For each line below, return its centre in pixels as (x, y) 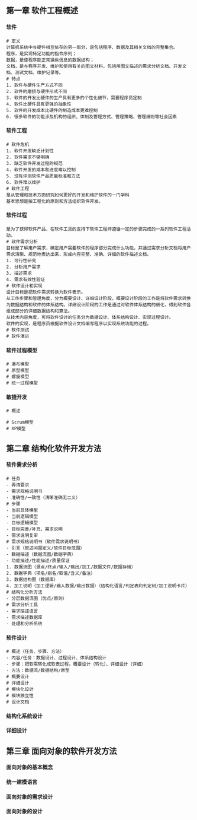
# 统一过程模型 (22, 383)
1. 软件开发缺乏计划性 (30, 151)
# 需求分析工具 (22, 605)
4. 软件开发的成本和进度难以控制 (41, 170)
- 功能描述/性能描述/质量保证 (38, 561)
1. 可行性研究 (21, 260)
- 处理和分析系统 (24, 624)
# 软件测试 (18, 330)
